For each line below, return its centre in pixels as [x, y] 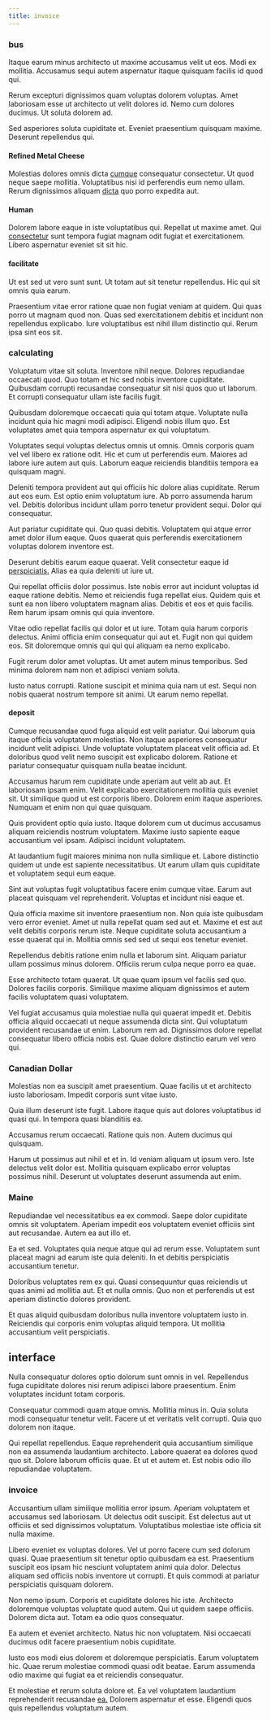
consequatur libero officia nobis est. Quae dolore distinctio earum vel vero [132, 1039]
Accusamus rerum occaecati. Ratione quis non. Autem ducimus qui [120, 1135]
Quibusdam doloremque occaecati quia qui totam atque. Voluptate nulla [128, 413]
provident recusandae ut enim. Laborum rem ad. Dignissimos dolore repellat [135, 1030]
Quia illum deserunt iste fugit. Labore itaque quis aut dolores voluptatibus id [135, 1111]
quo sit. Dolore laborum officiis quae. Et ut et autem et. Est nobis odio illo [130, 1461]
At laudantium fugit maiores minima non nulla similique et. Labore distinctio [134, 856]
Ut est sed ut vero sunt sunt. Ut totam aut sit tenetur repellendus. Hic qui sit [135, 282]
